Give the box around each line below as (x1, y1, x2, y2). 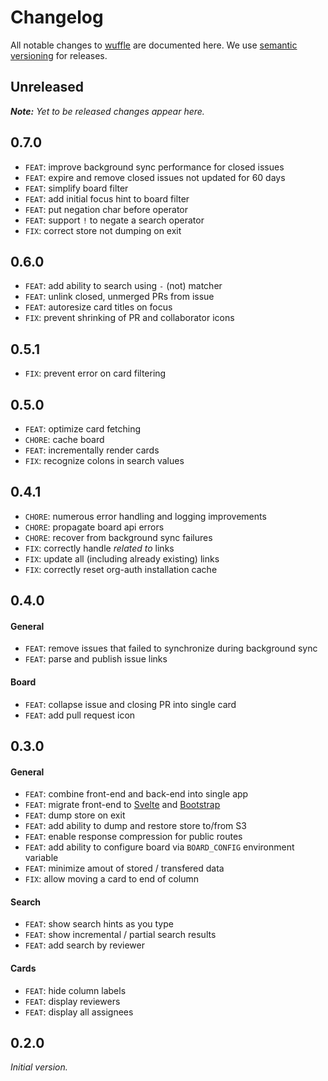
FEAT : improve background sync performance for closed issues (24, 161, 285, 173)
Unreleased (10, 79, 85, 96)
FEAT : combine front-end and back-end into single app (24, 788, 249, 800)
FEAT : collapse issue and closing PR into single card (24, 698, 237, 710)
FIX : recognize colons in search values (24, 455, 185, 466)
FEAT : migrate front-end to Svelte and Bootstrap (24, 799, 221, 811)
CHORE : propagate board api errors (24, 521, 165, 533)
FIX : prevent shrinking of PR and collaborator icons (24, 312, 235, 324)
